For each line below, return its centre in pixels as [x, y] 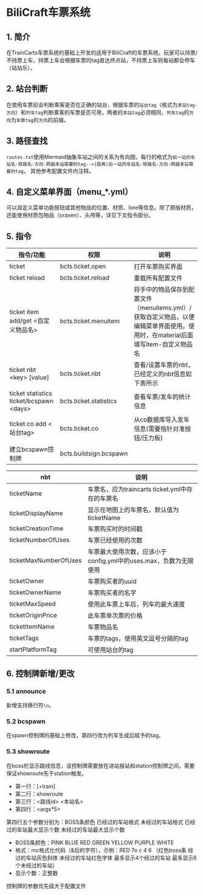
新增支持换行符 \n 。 [30, 705]
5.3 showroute [28, 751]
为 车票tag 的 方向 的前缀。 [40, 120]
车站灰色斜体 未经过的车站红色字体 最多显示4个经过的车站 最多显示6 [111, 858]
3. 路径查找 [27, 141]
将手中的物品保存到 [161, 290]
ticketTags [24, 638]
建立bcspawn [29, 449]
